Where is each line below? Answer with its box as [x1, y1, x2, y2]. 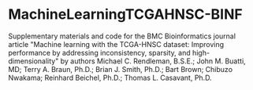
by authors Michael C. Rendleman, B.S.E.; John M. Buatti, [60, 56, 246, 66]
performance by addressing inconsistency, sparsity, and [8, 48, 191, 57]
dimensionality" [8, 56, 59, 66]
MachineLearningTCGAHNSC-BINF [8, 5, 243, 23]
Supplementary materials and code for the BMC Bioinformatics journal [8, 31, 236, 41]
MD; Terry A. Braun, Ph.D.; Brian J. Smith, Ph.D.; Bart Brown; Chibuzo [8, 64, 233, 74]
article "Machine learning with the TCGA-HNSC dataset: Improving [8, 39, 225, 49]
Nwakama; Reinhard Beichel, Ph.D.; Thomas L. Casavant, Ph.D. [8, 73, 212, 82]
